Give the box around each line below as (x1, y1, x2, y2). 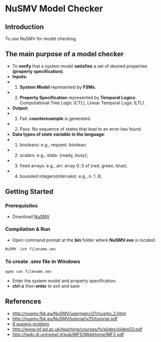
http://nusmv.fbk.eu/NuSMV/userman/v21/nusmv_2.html (12, 310, 127, 316)
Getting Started (5, 188, 54, 196)
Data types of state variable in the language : (12, 131, 106, 137)
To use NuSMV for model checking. (5, 36, 77, 41)
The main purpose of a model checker (5, 50, 124, 58)
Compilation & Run (5, 226, 51, 232)
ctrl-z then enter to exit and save (12, 283, 80, 289)
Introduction (5, 23, 44, 31)
